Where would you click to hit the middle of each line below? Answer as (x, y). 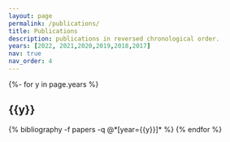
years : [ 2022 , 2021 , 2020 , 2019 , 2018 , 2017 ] (80, 46)
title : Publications (43, 31)
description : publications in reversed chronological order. (114, 39)
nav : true (25, 54)
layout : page (30, 16)
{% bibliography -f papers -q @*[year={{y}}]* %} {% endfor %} (115, 129)
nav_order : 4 (30, 62)
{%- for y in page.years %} (54, 84)
